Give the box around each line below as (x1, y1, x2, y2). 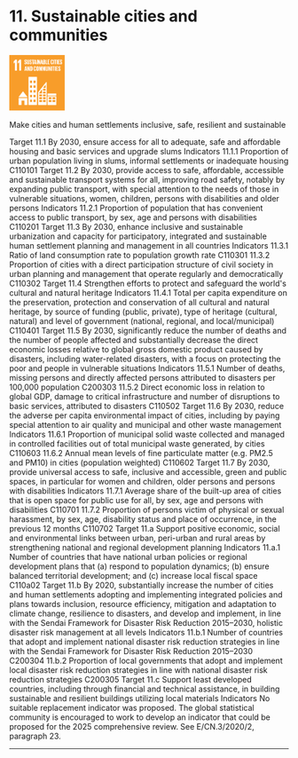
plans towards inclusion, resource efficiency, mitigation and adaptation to (9, 598, 277, 609)
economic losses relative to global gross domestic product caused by (9, 343, 263, 354)
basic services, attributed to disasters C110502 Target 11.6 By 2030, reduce (9, 400, 285, 411)
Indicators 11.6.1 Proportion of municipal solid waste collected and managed (9, 429, 286, 439)
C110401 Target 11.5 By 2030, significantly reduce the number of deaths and (9, 325, 286, 336)
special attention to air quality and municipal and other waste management (9, 419, 282, 430)
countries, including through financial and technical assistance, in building (9, 683, 280, 694)
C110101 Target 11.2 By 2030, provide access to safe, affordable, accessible (9, 164, 284, 175)
